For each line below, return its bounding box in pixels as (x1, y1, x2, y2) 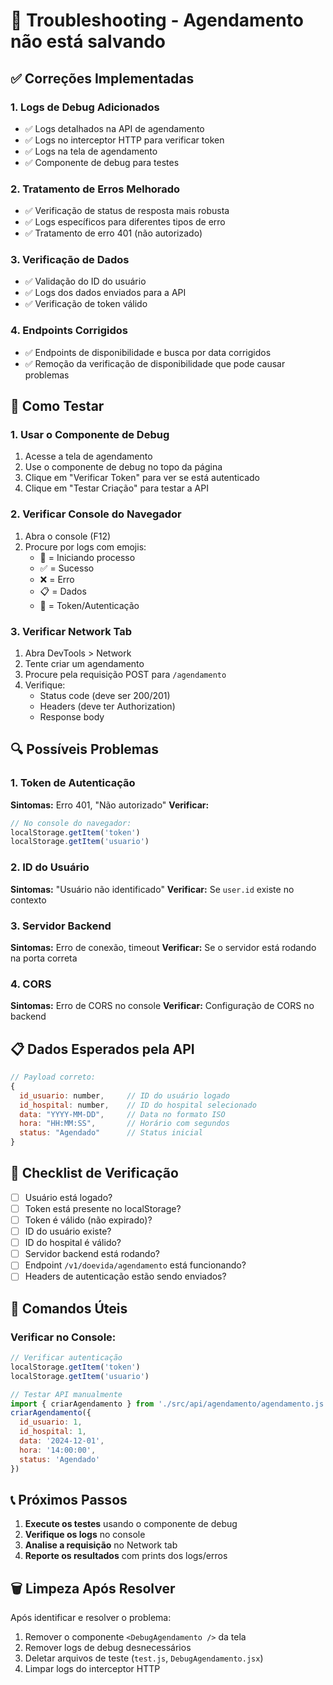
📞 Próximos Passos (10, 1491, 128, 1508)
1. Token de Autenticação (10, 776, 136, 790)
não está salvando (10, 30, 166, 53)
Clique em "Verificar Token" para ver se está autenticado (24, 472, 260, 484)
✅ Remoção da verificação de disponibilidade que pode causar (24, 357, 286, 369)
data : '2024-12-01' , (19, 1436, 105, 1446)
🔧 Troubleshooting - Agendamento (10, 9, 304, 32)
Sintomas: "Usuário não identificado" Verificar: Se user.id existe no (10, 883, 295, 895)
